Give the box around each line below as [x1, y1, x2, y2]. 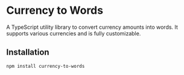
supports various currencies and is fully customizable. [6, 29, 141, 37]
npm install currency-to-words [6, 63, 85, 69]
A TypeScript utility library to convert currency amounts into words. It [6, 23, 178, 31]
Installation [6, 47, 49, 58]
